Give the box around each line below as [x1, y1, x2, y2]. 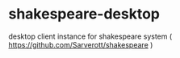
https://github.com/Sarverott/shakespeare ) [8, 39, 153, 49]
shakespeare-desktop [8, 5, 160, 23]
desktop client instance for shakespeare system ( [8, 31, 173, 41]
